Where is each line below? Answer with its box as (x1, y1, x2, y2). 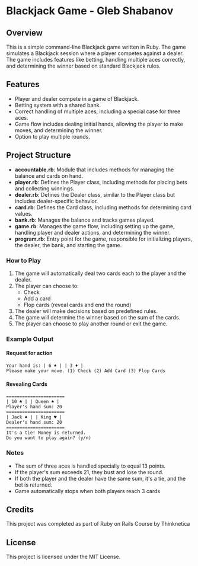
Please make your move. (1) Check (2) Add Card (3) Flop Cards (6, 368, 166, 374)
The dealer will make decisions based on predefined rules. (14, 307, 158, 315)
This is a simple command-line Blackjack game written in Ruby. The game (6, 43, 186, 50)
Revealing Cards (6, 380, 47, 388)
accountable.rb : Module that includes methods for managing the (14, 166, 174, 173)
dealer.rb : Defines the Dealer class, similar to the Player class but (14, 191, 175, 198)
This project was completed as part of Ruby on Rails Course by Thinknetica (6, 520, 190, 527)
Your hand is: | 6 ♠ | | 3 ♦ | (6, 363, 84, 369)
